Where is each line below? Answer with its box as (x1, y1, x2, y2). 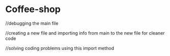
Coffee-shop (5, 4, 61, 15)
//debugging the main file (5, 20, 59, 26)
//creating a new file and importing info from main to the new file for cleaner (5, 30, 165, 36)
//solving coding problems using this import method (5, 45, 114, 51)
